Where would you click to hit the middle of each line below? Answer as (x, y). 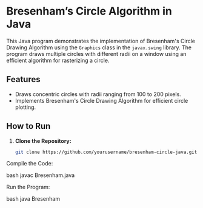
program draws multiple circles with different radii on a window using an (96, 54)
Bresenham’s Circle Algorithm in (89, 11)
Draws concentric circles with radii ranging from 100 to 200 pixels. (98, 94)
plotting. (25, 107)
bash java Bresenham (33, 199)
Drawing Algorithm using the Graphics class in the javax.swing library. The (99, 47)
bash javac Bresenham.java (41, 175)
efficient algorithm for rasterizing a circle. (58, 60)
